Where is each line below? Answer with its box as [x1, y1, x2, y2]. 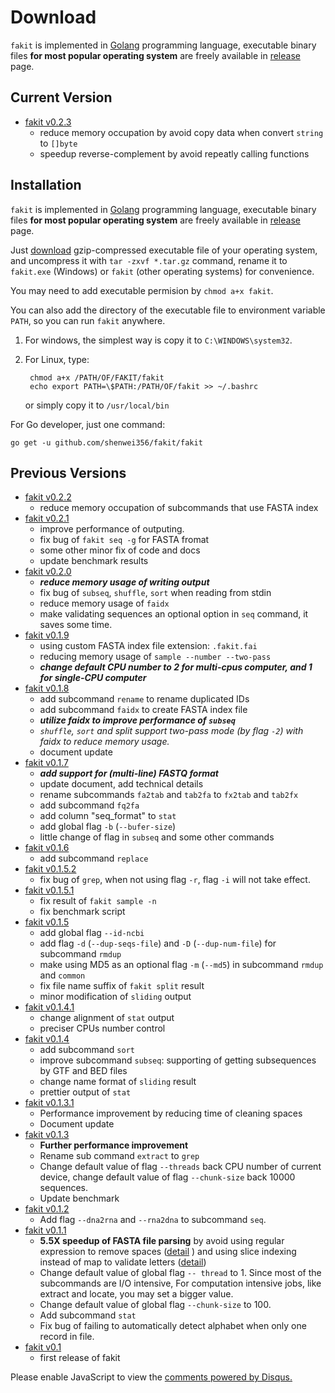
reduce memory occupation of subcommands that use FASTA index [39, 502, 319, 514]
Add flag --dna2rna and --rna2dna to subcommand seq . [39, 1214, 267, 1226]
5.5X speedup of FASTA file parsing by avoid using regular [39, 1235, 285, 1247]
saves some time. [39, 619, 113, 631]
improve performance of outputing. [39, 523, 185, 535]
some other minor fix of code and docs [39, 544, 201, 556]
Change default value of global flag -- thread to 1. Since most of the [39, 1267, 322, 1279]
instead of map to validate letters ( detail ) [39, 1256, 207, 1268]
